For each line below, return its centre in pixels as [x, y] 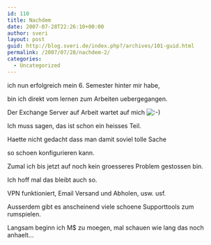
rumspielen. [24, 214]
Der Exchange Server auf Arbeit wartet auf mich [76, 112]
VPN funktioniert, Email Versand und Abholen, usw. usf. [87, 193]
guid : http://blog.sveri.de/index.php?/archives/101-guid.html [101, 46]
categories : [24, 59]
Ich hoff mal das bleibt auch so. [52, 180]
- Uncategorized [37, 65]
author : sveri [28, 33]
